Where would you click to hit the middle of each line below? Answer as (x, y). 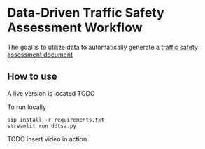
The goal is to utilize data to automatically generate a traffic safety (102, 47)
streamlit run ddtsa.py (42, 126)
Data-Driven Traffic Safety (86, 13)
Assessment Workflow (75, 28)
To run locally (27, 107)
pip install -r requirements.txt (56, 120)
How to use (32, 77)
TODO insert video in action (47, 139)
